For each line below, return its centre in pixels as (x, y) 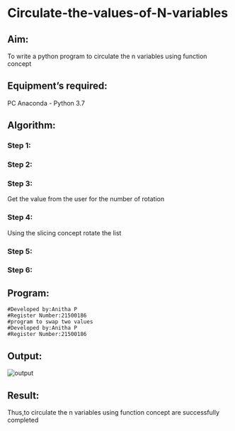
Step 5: (20, 251)
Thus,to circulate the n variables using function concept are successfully (114, 412)
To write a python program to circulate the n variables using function (107, 56)
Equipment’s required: (57, 86)
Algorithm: (31, 125)
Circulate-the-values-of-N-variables (118, 13)
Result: (23, 395)
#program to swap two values (50, 322)
